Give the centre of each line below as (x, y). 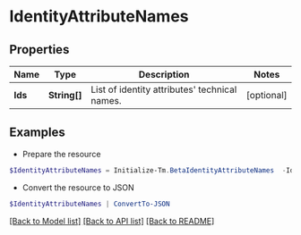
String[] (65, 95)
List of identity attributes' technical (164, 89)
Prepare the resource (61, 154)
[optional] (267, 95)
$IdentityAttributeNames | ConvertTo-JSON (90, 204)
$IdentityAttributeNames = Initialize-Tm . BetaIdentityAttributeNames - (148, 170)
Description (164, 75)
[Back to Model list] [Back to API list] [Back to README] (112, 221)
